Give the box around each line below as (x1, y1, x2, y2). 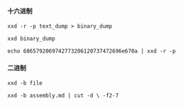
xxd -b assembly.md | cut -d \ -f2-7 (7, 92, 119, 100)
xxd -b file (7, 80, 43, 87)
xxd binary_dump (7, 36, 55, 43)
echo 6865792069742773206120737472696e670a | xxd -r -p (7, 48, 176, 55)
